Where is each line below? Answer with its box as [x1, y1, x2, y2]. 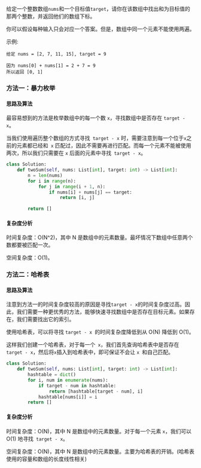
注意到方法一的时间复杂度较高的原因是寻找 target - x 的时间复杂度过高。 [6, 301, 185, 308]
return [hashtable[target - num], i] [48, 388, 144, 394]
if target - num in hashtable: [38, 383, 117, 389]
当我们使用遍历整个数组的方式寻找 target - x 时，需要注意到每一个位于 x [6, 134, 187, 142]
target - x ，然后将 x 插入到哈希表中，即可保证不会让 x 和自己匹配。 [6, 348, 174, 356]
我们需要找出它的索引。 [16, 316, 75, 323]
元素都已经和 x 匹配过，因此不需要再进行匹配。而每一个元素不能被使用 [16, 142, 191, 149]
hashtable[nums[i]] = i [38, 394, 98, 400]
